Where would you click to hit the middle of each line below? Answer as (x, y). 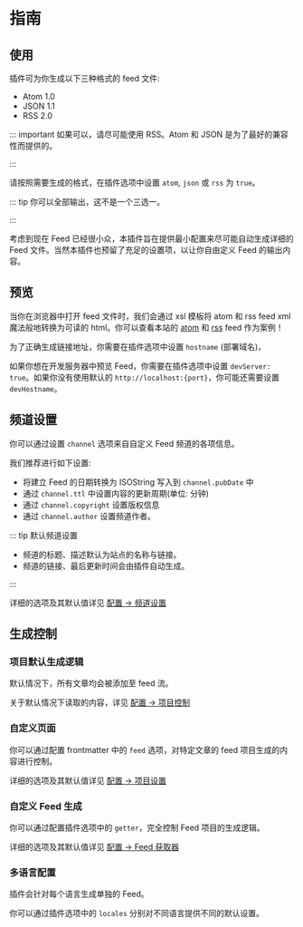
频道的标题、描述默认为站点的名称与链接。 (102, 555)
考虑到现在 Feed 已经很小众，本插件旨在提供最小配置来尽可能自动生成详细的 (151, 238)
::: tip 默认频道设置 (44, 535)
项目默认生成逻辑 (47, 661)
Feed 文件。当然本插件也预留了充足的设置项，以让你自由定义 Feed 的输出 (146, 250)
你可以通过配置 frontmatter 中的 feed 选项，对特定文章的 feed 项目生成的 (145, 749)
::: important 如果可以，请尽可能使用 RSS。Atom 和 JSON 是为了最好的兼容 (149, 134)
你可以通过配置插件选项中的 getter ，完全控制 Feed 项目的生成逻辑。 (137, 827)
